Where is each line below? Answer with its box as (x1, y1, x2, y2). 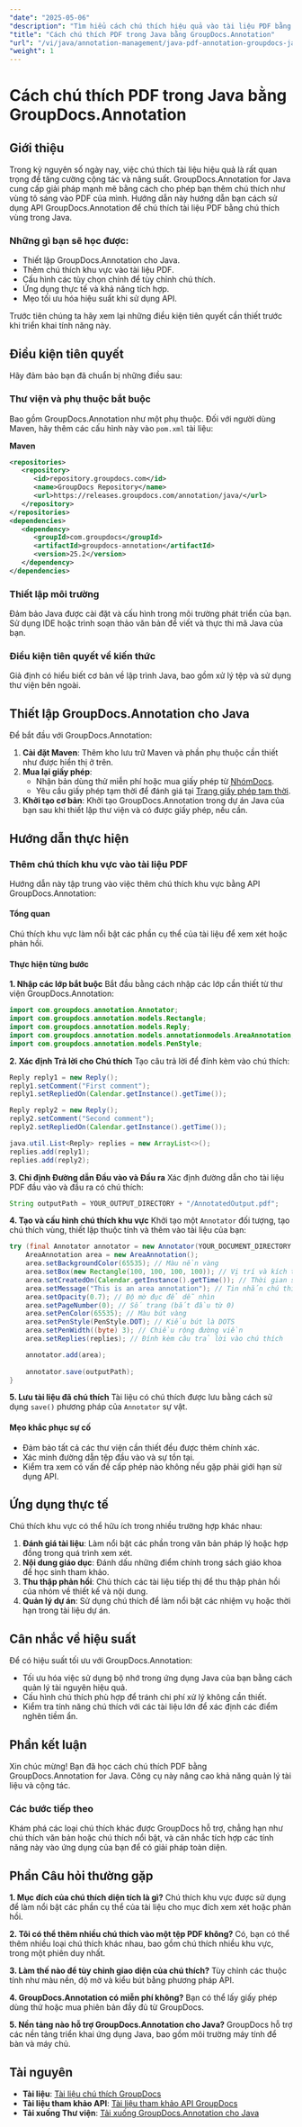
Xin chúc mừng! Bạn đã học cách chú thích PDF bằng (9, 1761, 208, 1772)
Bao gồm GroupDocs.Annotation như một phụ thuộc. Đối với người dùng (9, 413, 276, 424)
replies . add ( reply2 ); (9, 1155, 91, 1164)
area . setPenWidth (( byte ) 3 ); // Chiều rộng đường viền (25, 1326, 244, 1335)
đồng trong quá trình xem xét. (22, 1548, 133, 1559)
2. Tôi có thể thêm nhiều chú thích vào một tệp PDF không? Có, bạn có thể (9, 1929, 290, 1940)
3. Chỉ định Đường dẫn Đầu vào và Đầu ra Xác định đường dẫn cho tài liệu (9, 1172, 285, 1182)
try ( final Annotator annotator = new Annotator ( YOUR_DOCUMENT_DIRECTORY (9, 1242, 292, 1252)
